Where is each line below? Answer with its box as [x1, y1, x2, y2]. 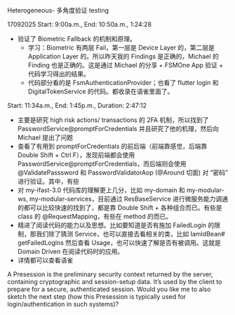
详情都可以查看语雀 [17, 256, 74, 264]
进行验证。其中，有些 [17, 177, 79, 185]
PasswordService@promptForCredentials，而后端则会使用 [17, 160, 187, 168]
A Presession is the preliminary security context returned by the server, [7, 270, 213, 279]
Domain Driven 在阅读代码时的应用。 [17, 248, 124, 255]
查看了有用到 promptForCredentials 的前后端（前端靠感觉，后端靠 [17, 142, 208, 150]
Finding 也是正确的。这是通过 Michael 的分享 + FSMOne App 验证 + [27, 61, 223, 69]
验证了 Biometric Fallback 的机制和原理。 [17, 34, 137, 43]
